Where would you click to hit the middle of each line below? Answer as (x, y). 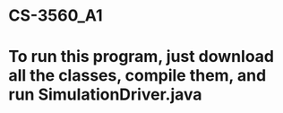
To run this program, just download (141, 57)
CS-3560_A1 (56, 16)
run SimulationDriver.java (105, 95)
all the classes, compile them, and (137, 76)
